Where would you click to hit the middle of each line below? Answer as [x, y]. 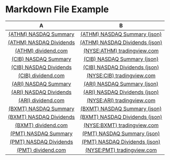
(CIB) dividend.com [41, 75]
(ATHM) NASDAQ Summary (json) [121, 34]
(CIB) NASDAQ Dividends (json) [121, 67]
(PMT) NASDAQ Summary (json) [121, 134]
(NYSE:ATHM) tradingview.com [121, 50]
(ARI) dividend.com [41, 100]
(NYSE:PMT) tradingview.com [121, 150]
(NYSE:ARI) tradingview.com [121, 100]
